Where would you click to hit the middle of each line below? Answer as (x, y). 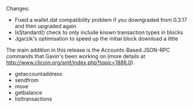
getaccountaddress (38, 74)
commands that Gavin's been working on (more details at (76, 56)
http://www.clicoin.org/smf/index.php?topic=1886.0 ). (71, 62)
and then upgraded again (45, 26)
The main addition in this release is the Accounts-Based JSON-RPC (88, 50)
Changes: (18, 9)
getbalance (28, 93)
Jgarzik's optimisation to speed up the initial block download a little (96, 39)
